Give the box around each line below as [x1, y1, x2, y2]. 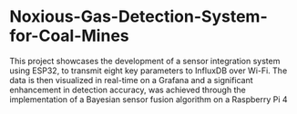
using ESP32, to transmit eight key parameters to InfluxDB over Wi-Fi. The [9, 65, 288, 76]
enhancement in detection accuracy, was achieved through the [9, 84, 246, 95]
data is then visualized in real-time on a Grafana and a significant [9, 74, 253, 85]
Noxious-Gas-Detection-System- [9, 6, 268, 27]
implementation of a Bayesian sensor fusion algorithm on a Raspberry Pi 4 [9, 93, 289, 105]
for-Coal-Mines [9, 25, 129, 46]
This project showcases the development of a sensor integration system [9, 55, 281, 66]
